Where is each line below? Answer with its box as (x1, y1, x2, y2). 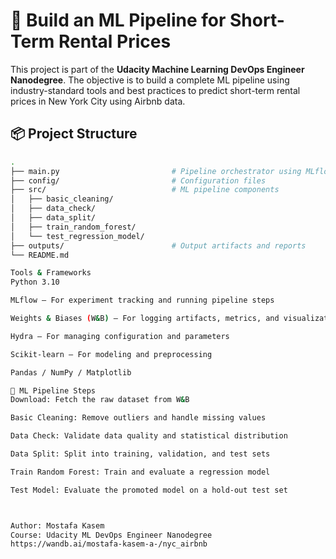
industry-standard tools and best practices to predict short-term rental (10, 84, 301, 96)
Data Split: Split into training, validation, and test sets (10, 449, 271, 459)
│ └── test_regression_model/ (10, 231, 145, 241)
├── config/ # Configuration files (10, 175, 267, 186)
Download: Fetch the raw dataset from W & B (10, 395, 190, 405)
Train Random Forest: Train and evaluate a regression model (10, 467, 271, 477)
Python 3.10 (10, 277, 60, 288)
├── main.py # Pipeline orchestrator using (10, 166, 302, 176)
